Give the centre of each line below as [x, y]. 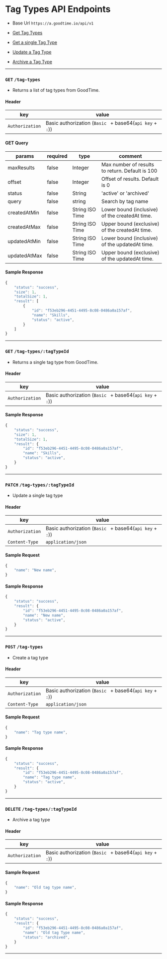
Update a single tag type [38, 496]
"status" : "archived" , [46, 937]
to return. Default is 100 [129, 171]
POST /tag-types [24, 647]
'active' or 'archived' [125, 193]
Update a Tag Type [32, 52]
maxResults [21, 167]
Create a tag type [30, 657]
